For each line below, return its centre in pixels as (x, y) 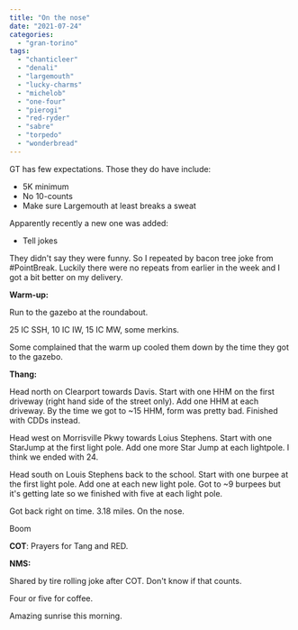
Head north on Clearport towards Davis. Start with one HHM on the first (142, 391)
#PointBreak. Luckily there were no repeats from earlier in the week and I (145, 268)
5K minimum (45, 187)
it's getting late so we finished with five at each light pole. (116, 493)
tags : (19, 51)
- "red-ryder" (44, 118)
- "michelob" (42, 93)
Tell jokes (40, 241)
